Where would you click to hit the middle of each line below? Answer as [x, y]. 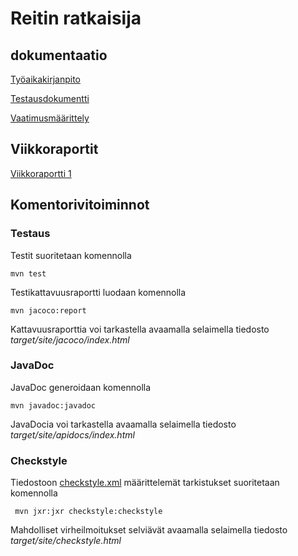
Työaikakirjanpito [45, 79]
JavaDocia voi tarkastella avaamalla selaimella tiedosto [123, 424]
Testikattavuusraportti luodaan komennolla [98, 292]
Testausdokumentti [50, 98]
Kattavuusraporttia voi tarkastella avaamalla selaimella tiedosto [140, 329]
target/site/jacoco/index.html [70, 339]
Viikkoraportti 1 [41, 173]
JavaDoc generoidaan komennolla [81, 387]
